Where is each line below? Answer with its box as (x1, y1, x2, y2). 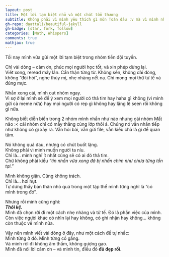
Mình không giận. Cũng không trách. (5, 173, 81, 179)
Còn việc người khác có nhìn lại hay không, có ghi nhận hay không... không (5, 215, 161, 221)
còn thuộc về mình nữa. (5, 220, 54, 226)
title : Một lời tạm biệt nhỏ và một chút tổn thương (5, 12, 118, 17)
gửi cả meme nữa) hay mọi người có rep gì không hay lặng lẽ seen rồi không (5, 100, 162, 107)
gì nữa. (5, 106, 20, 112)
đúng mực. (5, 80, 28, 86)
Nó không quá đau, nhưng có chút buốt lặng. (5, 141, 98, 147)
